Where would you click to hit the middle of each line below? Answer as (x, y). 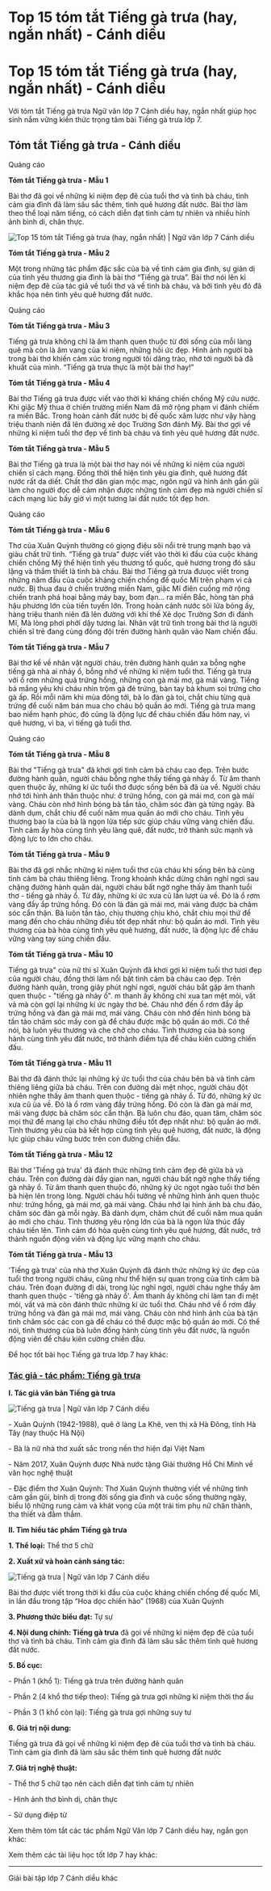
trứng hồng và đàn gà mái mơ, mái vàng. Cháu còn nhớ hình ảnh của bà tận (133, 1313)
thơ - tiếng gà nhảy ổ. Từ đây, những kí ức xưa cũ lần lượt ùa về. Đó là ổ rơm (134, 895)
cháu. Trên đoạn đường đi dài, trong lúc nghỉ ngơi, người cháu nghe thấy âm (134, 1287)
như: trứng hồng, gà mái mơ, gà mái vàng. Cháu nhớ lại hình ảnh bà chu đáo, (135, 1204)
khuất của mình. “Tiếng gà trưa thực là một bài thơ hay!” (102, 367)
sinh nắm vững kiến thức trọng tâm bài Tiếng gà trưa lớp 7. (105, 120)
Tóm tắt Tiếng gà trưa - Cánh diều (95, 145)
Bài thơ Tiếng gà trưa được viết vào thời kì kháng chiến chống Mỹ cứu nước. (134, 398)
